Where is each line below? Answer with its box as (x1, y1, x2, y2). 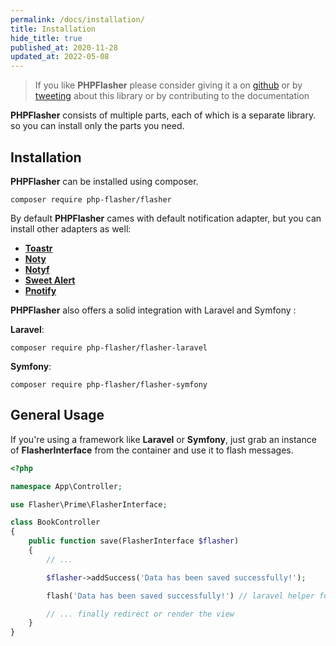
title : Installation (10, 24, 97, 34)
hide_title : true (10, 33, 83, 43)
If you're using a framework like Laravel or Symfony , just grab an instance (10, 433, 317, 445)
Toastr (24, 242, 53, 254)
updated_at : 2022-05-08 (10, 52, 110, 62)
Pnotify (24, 284, 57, 296)
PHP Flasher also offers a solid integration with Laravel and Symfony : (10, 304, 297, 316)
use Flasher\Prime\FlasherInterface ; (10, 499, 168, 510)
